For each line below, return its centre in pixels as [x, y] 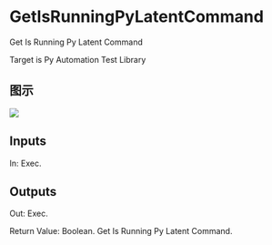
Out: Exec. [29, 214]
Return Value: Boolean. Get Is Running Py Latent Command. [121, 231]
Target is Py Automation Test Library [78, 59]
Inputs [28, 142]
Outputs [33, 192]
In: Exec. [25, 163]
